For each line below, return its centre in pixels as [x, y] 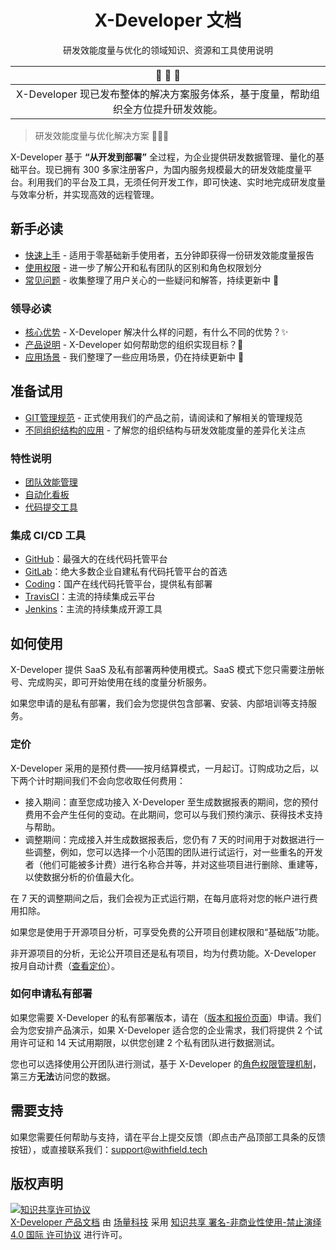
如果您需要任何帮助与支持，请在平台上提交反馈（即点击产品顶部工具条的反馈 [168, 1137]
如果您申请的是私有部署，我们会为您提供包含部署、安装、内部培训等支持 [159, 703]
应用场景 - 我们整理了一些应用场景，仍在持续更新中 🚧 [134, 357]
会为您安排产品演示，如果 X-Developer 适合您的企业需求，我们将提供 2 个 [162, 1030]
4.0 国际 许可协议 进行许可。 [69, 1235]
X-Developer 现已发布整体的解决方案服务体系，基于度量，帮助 [163, 94]
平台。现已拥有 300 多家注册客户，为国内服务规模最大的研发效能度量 [161, 169]
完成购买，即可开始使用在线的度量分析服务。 [119, 682]
